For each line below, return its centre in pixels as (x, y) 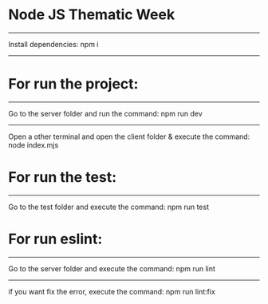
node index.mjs (33, 144)
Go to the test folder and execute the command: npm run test (109, 207)
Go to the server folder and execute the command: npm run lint (112, 268)
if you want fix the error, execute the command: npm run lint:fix (112, 291)
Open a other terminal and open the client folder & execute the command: (129, 136)
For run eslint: (55, 239)
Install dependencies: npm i (53, 44)
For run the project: (73, 84)
